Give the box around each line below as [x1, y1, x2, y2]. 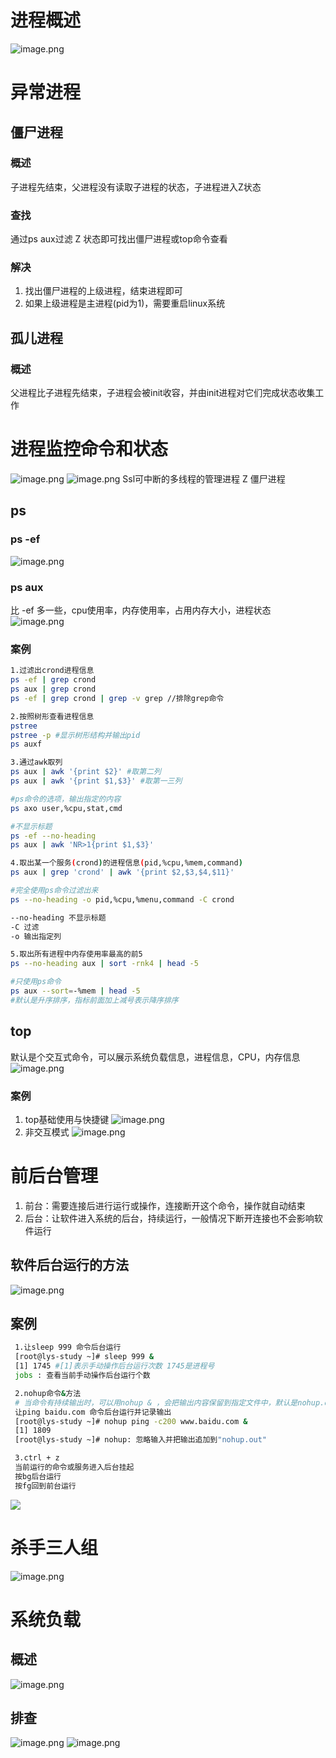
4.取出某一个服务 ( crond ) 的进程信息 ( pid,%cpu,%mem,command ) [10, 858, 243, 868]
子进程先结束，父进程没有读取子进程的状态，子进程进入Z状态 [10, 181, 262, 193]
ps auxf [10, 739, 43, 750]
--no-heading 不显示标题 [10, 912, 107, 923]
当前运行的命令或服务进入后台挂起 [14, 1462, 135, 1473]
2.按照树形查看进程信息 [10, 711, 95, 721]
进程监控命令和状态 [10, 438, 169, 461]
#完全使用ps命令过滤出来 [10, 886, 99, 896]
